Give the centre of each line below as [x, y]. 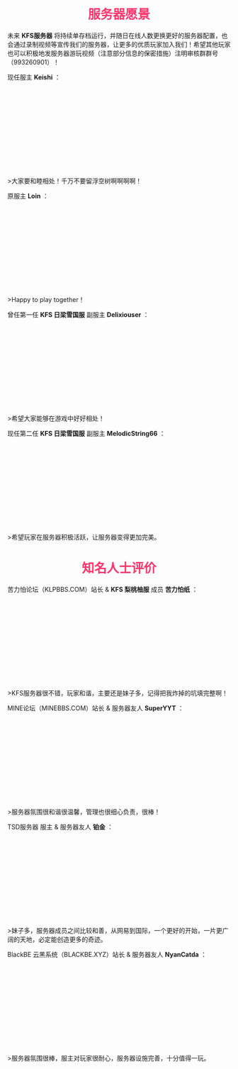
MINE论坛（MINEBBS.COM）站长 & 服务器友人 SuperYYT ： [96, 708]
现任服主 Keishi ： [34, 77]
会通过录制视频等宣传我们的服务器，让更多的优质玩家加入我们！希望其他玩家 [119, 44]
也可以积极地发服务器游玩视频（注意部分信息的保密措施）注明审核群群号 [113, 53]
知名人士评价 [119, 569]
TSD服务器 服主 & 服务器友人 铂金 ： [60, 827]
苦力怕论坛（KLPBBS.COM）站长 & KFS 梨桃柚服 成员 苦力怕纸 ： [103, 589]
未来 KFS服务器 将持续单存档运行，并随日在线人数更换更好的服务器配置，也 [118, 35]
